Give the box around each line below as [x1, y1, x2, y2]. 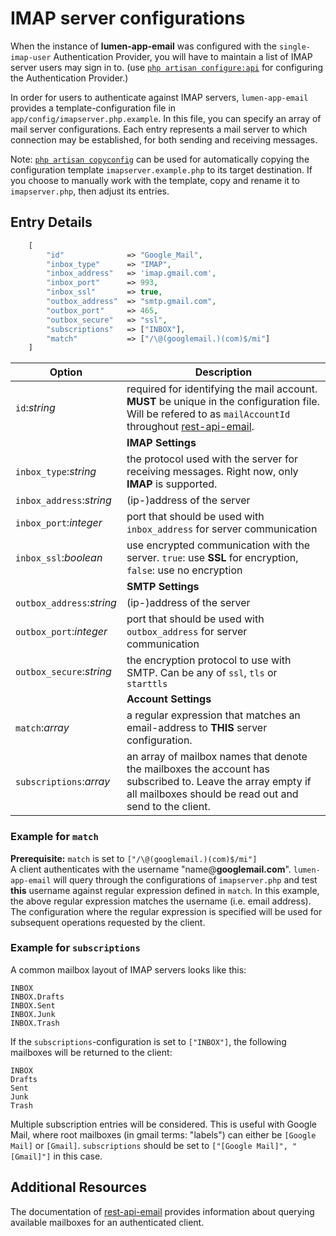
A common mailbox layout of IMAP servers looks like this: [10, 963, 247, 976]
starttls [126, 678, 168, 690]
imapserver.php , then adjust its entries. [10, 185, 170, 197]
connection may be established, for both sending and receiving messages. [10, 133, 318, 146]
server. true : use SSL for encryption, [126, 551, 299, 565]
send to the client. [126, 800, 211, 814]
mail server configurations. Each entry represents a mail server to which [10, 123, 308, 135]
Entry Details [10, 214, 93, 231]
